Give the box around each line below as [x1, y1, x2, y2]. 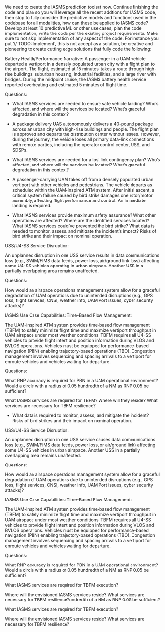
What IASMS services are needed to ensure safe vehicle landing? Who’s [12, 101, 159, 106]
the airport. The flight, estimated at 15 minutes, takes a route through [5, 66, 144, 72]
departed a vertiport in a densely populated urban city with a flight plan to [5, 61, 155, 67]
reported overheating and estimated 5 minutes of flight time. [5, 82, 128, 88]
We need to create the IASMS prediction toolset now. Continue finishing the [5, 4, 159, 10]
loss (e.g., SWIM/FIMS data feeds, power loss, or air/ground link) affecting [5, 442, 156, 448]
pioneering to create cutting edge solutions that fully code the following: [5, 46, 152, 52]
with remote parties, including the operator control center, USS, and [12, 142, 150, 147]
